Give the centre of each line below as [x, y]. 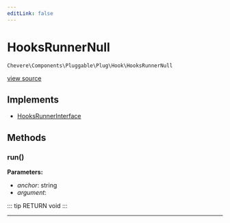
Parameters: [25, 172]
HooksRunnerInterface [49, 116]
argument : [31, 193]
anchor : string [37, 185]
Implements [33, 100]
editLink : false [30, 13]
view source [24, 78]
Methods [27, 137]
